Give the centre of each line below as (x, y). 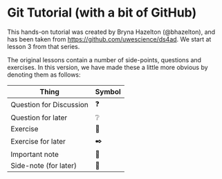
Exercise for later (38, 142)
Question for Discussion (49, 105)
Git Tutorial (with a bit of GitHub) (102, 13)
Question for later (39, 117)
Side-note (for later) (44, 165)
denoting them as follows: (44, 75)
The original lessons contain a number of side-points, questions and (104, 59)
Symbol (108, 91)
